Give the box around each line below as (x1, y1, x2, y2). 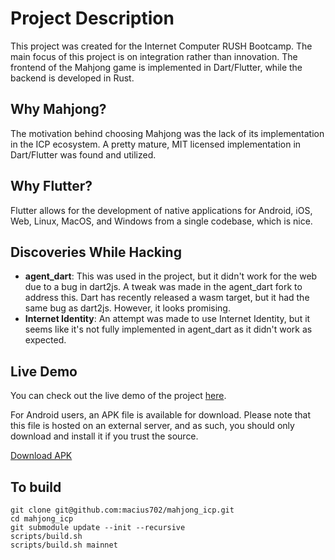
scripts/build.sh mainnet (10, 540, 118, 550)
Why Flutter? (10, 178, 93, 195)
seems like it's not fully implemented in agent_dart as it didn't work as (24, 323, 313, 336)
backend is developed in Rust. (10, 72, 135, 84)
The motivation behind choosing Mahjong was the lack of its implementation (10, 127, 325, 139)
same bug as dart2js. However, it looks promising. (24, 302, 231, 314)
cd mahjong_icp (10, 514, 74, 524)
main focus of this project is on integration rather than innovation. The (10, 50, 298, 62)
